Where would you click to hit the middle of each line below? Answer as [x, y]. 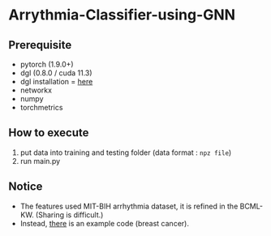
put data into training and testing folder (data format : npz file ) [126, 152]
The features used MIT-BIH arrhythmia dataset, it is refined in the [129, 206]
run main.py [40, 161]
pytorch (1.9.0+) [47, 64]
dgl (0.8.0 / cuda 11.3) [56, 73]
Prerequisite [40, 45]
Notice [26, 187]
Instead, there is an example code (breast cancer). [104, 223]
